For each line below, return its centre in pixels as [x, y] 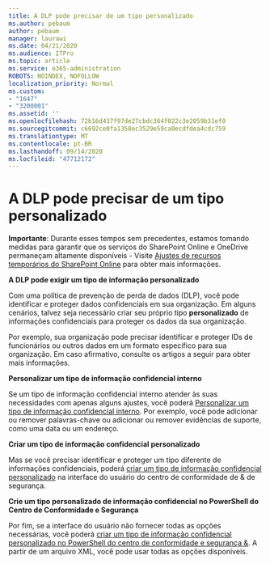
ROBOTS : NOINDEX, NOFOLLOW [54, 76]
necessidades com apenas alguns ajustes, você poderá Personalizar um [129, 403]
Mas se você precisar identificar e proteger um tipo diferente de [115, 460]
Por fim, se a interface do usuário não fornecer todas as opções [115, 526]
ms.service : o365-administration [65, 69]
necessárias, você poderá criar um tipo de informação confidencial [120, 534]
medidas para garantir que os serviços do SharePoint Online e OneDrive [129, 247]
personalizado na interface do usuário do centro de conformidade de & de [132, 477]
